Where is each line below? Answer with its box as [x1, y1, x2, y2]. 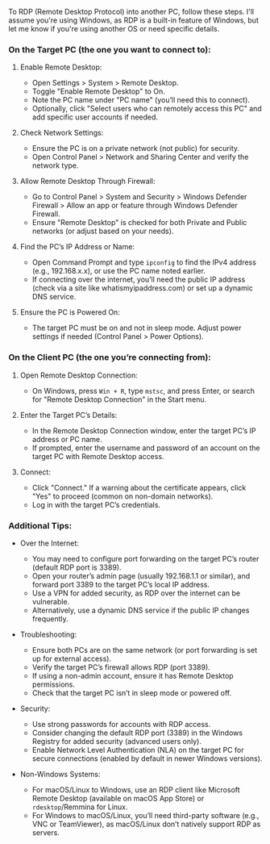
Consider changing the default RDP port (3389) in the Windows [31, 728, 243, 737]
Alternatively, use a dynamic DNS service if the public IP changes [31, 605, 250, 615]
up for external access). [31, 654, 112, 663]
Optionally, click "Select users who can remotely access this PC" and [31, 104, 262, 114]
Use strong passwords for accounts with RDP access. [31, 719, 211, 729]
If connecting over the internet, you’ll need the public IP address [31, 274, 246, 285]
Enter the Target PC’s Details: [19, 410, 118, 420]
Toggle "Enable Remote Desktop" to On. [31, 86, 165, 96]
